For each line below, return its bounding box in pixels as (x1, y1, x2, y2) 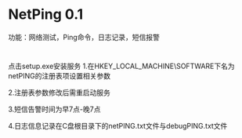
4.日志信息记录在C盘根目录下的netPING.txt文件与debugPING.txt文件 (8, 122, 228, 131)
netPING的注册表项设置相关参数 (8, 71, 111, 81)
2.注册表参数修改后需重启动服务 (8, 88, 111, 97)
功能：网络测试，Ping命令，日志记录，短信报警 (8, 32, 161, 42)
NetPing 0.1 (8, 5, 84, 24)
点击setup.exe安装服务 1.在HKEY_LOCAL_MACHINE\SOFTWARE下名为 (8, 61, 235, 71)
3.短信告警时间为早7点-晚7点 (8, 104, 101, 114)
